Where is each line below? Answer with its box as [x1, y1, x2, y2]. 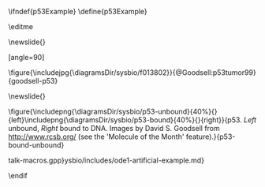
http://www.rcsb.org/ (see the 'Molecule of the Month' [8, 132, 185, 141]
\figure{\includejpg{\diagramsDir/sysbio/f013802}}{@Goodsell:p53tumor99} [8, 68, 256, 77]
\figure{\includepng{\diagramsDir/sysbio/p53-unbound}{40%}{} [8, 107, 218, 116]
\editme [8, 22, 34, 31]
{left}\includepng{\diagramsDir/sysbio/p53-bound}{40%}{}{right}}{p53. [8, 115, 242, 125]
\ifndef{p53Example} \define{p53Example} [8, 7, 147, 16]
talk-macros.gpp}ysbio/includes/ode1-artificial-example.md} [8, 155, 205, 165]
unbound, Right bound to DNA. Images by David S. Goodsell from [8, 124, 221, 133]
